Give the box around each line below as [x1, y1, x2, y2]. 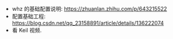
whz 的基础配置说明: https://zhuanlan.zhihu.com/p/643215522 [11, 5, 168, 12]
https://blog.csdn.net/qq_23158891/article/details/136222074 [11, 20, 164, 26]
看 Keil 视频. [11, 26, 42, 34]
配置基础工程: [11, 13, 46, 20]
